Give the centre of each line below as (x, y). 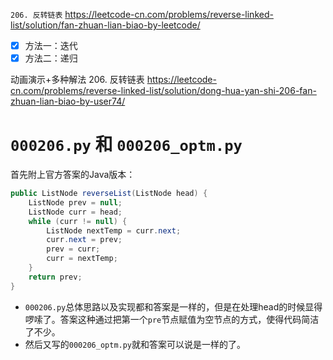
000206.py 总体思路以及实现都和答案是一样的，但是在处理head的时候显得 (173, 306)
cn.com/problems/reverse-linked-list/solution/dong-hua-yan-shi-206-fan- (163, 91)
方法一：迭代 (51, 45)
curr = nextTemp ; (82, 259)
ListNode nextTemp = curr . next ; (114, 230)
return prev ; (55, 277)
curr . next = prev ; (84, 240)
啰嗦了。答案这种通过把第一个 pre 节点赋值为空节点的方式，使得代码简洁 (172, 319)
